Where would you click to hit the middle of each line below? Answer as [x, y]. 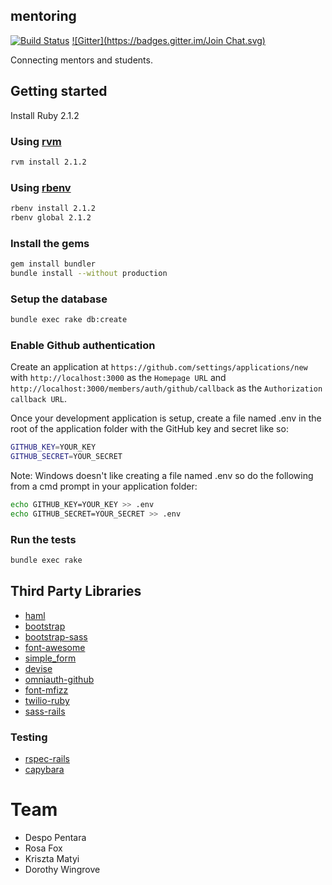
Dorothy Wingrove [62, 870]
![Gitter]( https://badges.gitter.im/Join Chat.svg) [168, 40]
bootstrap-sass [56, 636]
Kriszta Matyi [52, 859]
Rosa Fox [43, 848]
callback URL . [38, 399]
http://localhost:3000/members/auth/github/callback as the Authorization [166, 388]
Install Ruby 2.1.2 [45, 115]
